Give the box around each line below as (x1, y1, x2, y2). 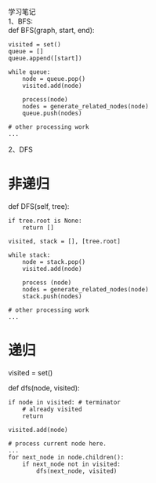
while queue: (8, 68, 51, 76)
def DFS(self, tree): (8, 201, 70, 210)
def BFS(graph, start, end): (8, 26, 95, 35)
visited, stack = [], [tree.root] (8, 237, 122, 245)
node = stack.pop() (22, 258, 86, 265)
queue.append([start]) (8, 54, 82, 62)
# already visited (22, 405, 82, 413)
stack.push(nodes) (22, 292, 82, 300)
